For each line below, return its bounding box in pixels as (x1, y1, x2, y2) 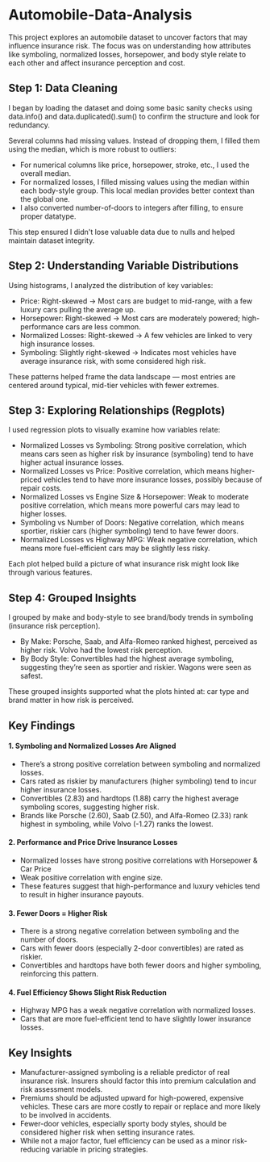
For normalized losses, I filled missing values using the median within (19, 177, 250, 186)
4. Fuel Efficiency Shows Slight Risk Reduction (8, 987, 167, 997)
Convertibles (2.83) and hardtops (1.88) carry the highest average (19, 793, 239, 803)
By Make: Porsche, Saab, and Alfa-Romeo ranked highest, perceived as (19, 637, 258, 646)
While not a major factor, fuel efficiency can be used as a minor (19, 1136, 231, 1146)
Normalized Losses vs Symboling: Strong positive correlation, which (19, 441, 247, 450)
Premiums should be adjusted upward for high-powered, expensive (19, 1093, 244, 1103)
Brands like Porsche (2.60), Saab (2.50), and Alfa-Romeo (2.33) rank (19, 810, 248, 820)
